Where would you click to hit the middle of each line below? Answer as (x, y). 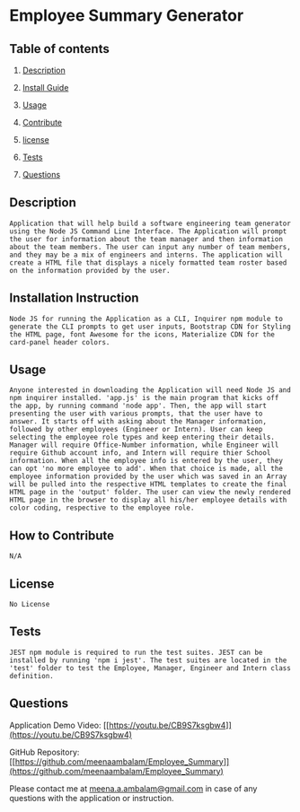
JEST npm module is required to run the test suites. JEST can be (136, 652)
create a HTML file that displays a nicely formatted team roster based (148, 262)
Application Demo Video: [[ (59, 725)
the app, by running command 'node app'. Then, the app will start (138, 406)
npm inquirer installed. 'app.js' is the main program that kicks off (144, 398)
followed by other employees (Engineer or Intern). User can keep (136, 430)
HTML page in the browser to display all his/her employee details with (148, 500)
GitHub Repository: (44, 752)
